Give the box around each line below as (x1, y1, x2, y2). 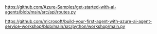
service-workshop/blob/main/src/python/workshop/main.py (5, 23, 125, 29)
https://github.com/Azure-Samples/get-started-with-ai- (5, 4, 117, 10)
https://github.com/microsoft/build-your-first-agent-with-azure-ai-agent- (5, 19, 152, 24)
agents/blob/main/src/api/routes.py (5, 9, 76, 15)
